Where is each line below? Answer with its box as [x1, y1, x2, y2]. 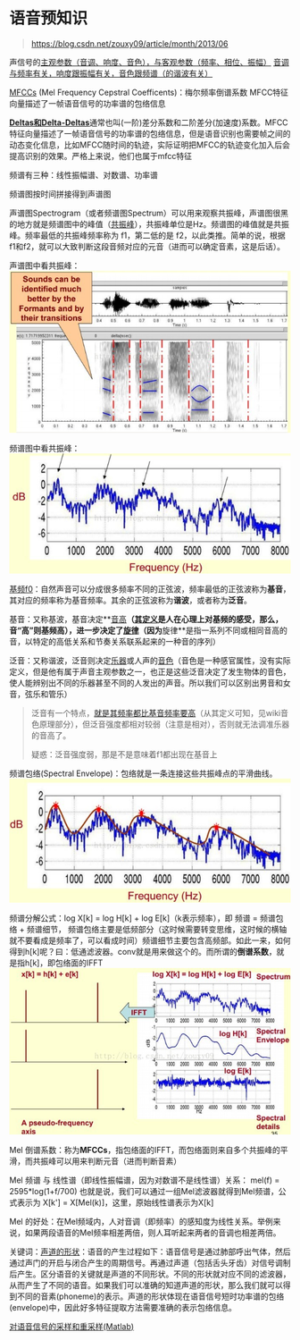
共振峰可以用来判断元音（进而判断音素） [32, 1155, 181, 1167]
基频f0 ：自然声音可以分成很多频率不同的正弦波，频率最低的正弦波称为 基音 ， [9, 584, 292, 594]
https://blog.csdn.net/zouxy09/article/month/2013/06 [30, 38, 229, 49]
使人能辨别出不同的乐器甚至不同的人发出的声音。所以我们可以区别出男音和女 [9, 678, 291, 688]
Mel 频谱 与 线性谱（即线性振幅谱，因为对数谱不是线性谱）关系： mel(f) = [9, 1175, 280, 1185]
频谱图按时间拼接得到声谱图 [9, 189, 112, 199]
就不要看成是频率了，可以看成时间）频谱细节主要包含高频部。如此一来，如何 [9, 935, 291, 946]
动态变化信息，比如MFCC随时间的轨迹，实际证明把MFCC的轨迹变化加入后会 [9, 139, 290, 150]
